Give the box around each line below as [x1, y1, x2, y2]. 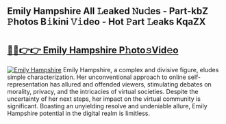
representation [7, 80, 49, 88]
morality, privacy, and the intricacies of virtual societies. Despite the [7, 88, 199, 95]
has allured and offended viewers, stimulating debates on [49, 80, 212, 88]
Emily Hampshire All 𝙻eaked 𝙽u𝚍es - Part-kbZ [7, 5, 209, 17]
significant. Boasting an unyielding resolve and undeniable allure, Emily [7, 102, 208, 110]
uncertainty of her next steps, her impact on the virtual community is [7, 95, 201, 103]
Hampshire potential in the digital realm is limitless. [7, 109, 151, 117]
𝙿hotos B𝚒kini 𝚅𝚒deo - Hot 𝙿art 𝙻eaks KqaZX [7, 16, 206, 28]
